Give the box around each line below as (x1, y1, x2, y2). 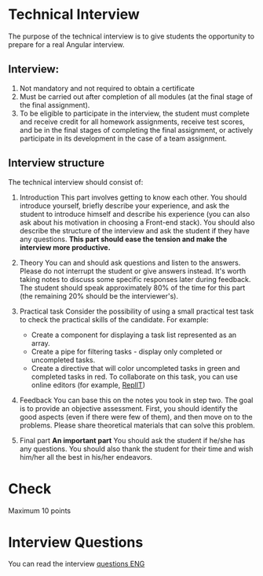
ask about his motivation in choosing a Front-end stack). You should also (19, 218, 255, 227)
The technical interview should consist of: (8, 177, 144, 186)
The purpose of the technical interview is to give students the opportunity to (8, 31, 255, 41)
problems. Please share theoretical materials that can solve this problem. (19, 420, 255, 430)
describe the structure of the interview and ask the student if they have (19, 226, 250, 235)
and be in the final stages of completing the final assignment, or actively (19, 125, 254, 134)
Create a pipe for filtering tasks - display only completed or (31, 347, 223, 356)
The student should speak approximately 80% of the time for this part (19, 283, 246, 292)
